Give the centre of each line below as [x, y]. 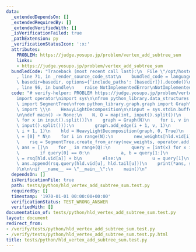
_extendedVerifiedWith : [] [44, 28]
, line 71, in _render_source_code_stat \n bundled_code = [92, 77]
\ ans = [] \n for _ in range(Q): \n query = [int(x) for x [101, 147]
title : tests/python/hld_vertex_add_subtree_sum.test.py [77, 240]
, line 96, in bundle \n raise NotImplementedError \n [86, 88]
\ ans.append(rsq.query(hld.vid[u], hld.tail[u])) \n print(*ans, [101, 164]
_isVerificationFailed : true [47, 33]
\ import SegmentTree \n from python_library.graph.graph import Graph [103, 104]
